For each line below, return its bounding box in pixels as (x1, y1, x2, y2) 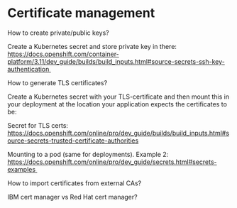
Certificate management (7, 5, 155, 21)
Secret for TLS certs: (7, 121, 69, 129)
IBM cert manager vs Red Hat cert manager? (7, 192, 138, 201)
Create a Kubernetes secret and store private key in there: (7, 42, 177, 50)
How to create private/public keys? (7, 28, 109, 37)
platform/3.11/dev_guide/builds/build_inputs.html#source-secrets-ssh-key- (7, 57, 225, 65)
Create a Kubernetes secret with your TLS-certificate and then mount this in (7, 92, 229, 101)
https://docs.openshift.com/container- (7, 50, 119, 58)
